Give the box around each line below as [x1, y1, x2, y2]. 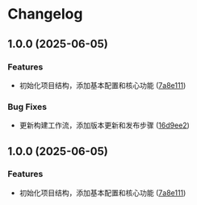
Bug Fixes [7, 101, 48, 112]
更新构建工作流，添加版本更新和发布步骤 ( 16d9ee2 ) [19, 120, 191, 130]
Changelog [7, 5, 83, 23]
